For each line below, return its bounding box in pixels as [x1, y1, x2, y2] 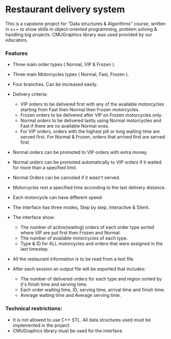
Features [5, 50, 28, 57]
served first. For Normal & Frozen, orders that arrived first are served [20, 134, 165, 140]
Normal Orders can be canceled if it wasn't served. [12, 174, 120, 181]
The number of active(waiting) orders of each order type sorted [20, 224, 155, 230]
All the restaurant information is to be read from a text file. [12, 256, 135, 262]
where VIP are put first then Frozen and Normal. [20, 230, 121, 236]
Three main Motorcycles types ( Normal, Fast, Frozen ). [12, 71, 129, 77]
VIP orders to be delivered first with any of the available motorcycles [20, 101, 164, 107]
